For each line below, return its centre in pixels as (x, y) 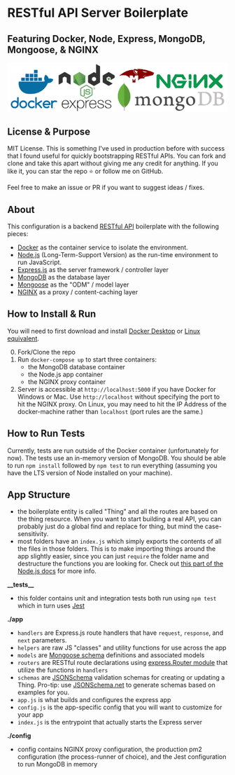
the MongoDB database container (77, 366)
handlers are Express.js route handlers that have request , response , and (120, 633)
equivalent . (23, 338)
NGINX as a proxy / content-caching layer (78, 292)
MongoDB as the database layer (64, 277)
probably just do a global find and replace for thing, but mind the (111, 526)
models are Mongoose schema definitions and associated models (111, 655)
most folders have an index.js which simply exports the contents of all (119, 542)
